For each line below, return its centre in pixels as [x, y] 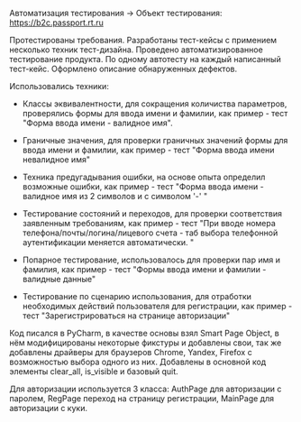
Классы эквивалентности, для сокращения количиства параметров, [155, 104]
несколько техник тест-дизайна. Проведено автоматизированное [136, 50]
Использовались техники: [59, 86]
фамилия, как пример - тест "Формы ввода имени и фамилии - [144, 269]
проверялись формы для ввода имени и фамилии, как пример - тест [155, 113]
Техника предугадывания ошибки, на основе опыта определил [144, 177]
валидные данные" [59, 279]
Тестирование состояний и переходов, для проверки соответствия [152, 214]
